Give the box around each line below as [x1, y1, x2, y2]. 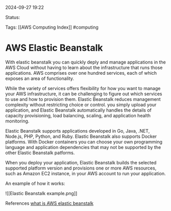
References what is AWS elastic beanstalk [5, 200, 93, 206]
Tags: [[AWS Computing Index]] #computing [5, 24, 99, 30]
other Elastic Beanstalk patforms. [5, 150, 75, 156]
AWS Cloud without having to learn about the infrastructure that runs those [5, 64, 163, 71]
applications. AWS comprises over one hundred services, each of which [5, 70, 157, 76]
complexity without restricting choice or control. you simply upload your [5, 101, 157, 108]
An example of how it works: [5, 180, 65, 186]
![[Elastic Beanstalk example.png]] [5, 190, 78, 196]
